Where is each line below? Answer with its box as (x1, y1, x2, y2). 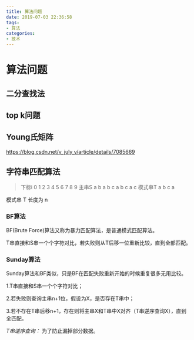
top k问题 (6, 110, 41, 120)
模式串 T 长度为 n (6, 196, 48, 203)
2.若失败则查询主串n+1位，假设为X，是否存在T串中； (6, 295, 135, 302)
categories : (6, 31, 35, 37)
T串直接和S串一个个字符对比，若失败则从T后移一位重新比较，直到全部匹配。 (6, 239, 192, 246)
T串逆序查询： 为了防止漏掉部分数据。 (6, 328, 99, 335)
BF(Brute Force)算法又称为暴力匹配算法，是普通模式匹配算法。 (6, 226, 158, 233)
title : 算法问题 (6, 8, 42, 15)
